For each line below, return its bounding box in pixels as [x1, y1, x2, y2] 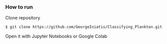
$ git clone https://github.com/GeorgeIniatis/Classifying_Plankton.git [5, 24, 162, 29]
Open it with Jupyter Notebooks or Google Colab [5, 33, 108, 39]
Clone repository [5, 15, 41, 21]
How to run [5, 3, 33, 10]
